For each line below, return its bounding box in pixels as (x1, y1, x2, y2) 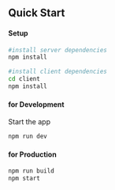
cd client (8, 75, 41, 83)
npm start (8, 174, 41, 183)
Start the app (8, 117, 51, 127)
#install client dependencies (8, 67, 108, 76)
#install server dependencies (8, 46, 108, 54)
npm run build (8, 167, 55, 175)
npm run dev (8, 132, 47, 141)
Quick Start (8, 6, 65, 20)
